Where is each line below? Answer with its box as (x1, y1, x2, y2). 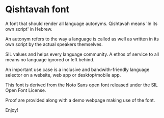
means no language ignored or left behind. (5, 56, 95, 62)
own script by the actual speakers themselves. (5, 41, 103, 47)
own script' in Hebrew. (5, 26, 52, 32)
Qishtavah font (5, 4, 70, 15)
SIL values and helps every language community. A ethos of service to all (5, 51, 159, 57)
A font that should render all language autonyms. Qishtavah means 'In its (5, 20, 158, 27)
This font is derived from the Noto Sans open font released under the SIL (5, 82, 158, 88)
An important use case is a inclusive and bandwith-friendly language (5, 66, 150, 73)
